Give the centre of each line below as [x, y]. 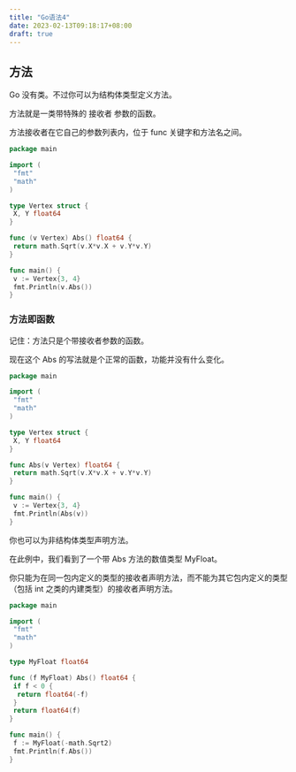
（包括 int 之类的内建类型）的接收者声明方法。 [94, 588]
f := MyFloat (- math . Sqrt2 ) [63, 744]
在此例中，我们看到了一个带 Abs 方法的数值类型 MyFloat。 [116, 559]
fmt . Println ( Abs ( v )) [51, 514]
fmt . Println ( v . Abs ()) [53, 287]
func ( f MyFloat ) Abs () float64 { [73, 677]
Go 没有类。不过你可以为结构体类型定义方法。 [93, 95]
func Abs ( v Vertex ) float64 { [65, 465]
